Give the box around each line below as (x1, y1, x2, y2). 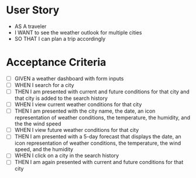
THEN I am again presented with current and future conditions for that (14, 159, 184, 166)
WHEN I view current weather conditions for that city (14, 101, 142, 108)
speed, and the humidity (14, 146, 74, 153)
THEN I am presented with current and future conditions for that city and (14, 88, 190, 95)
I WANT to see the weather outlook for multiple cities (14, 29, 142, 36)
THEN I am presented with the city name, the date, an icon (14, 107, 156, 114)
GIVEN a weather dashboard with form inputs (14, 75, 124, 82)
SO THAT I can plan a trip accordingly (14, 35, 106, 42)
